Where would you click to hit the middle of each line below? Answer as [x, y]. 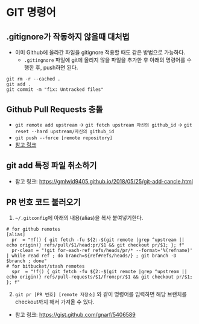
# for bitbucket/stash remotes [46, 266]
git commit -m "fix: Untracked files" [55, 90]
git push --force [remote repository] [64, 138]
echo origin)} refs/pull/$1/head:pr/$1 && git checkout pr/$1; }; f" [96, 245]
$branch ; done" [27, 261]
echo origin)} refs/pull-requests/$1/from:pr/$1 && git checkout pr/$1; [99, 277]
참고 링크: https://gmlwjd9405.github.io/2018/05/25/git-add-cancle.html [104, 181]
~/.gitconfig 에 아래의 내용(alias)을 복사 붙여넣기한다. [79, 218]
